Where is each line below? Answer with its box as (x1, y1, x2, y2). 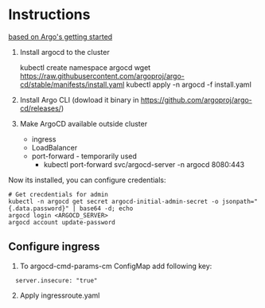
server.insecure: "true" (15, 276, 98, 284)
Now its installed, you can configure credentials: (8, 175, 166, 185)
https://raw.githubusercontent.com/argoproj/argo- (19, 71, 185, 80)
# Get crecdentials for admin (8, 190, 109, 198)
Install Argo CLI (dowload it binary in (19, 95, 139, 104)
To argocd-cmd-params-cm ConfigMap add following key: (19, 261, 212, 271)
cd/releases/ (19, 103, 62, 113)
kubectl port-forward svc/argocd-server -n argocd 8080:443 (43, 159, 245, 169)
